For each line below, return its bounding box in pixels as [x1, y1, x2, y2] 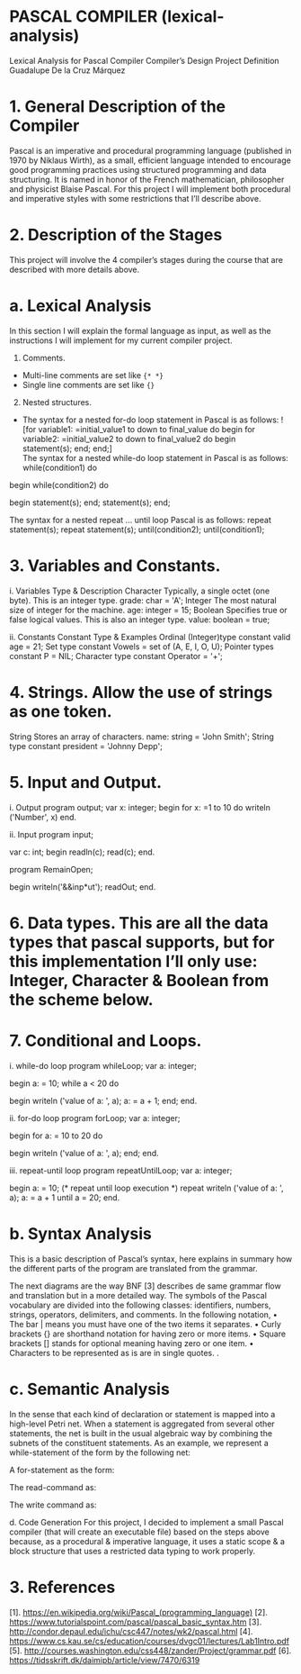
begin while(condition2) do [9, 479, 110, 490]
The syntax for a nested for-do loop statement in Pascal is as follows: [22, 414, 279, 425]
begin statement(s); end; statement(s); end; [9, 497, 171, 508]
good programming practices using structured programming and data [9, 164, 267, 175]
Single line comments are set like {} [22, 379, 155, 390]
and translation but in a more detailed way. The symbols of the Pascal [9, 1289, 268, 1300]
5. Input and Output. [9, 772, 163, 792]
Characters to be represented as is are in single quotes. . [9, 1347, 219, 1358]
